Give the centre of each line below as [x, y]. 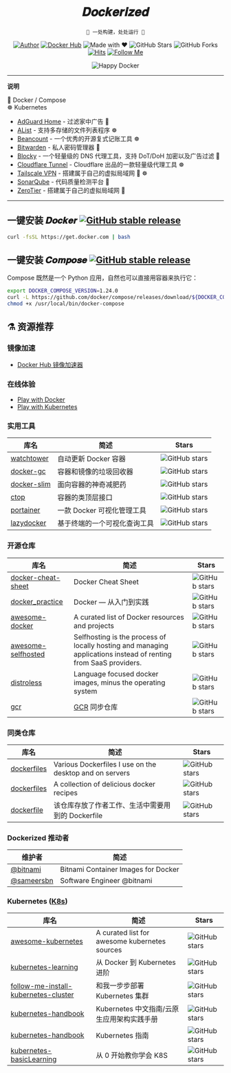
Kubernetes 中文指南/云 [134, 1008]
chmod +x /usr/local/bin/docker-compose [66, 304]
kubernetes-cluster [42, 994]
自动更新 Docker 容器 [91, 459]
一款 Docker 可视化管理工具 [102, 510]
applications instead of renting [122, 654]
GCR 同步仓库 [96, 707]
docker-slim [31, 484]
